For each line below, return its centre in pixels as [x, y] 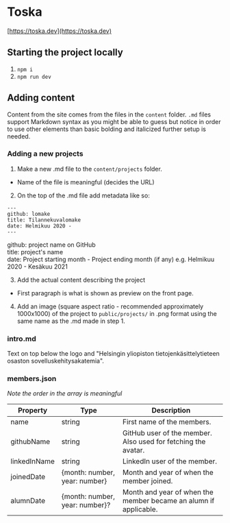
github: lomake [29, 214]
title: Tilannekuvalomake [44, 220]
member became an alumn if [168, 501]
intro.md [22, 339]
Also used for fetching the [164, 441]
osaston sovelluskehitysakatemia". [56, 361]
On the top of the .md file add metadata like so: [84, 195]
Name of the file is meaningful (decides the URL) [86, 182]
